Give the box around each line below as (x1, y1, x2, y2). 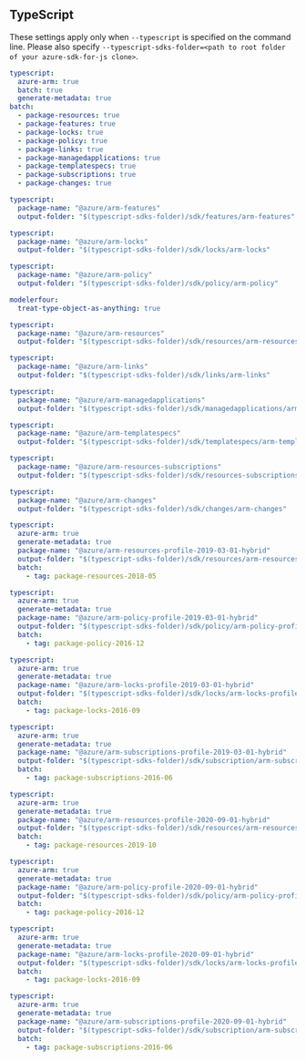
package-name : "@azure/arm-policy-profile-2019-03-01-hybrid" (17, 613, 259, 623)
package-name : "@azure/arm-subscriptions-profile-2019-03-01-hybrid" (17, 747, 287, 757)
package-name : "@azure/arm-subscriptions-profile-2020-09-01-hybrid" (17, 1016, 287, 1026)
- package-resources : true (17, 111, 120, 120)
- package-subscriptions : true (17, 170, 137, 180)
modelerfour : (9, 295, 59, 304)
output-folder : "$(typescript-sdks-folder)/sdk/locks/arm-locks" (17, 245, 271, 254)
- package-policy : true (17, 136, 107, 145)
